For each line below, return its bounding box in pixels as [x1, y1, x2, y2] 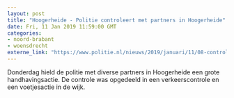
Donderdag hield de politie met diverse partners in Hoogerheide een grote [7, 67, 220, 76]
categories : [7, 29, 42, 37]
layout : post [7, 10, 45, 17]
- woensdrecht [7, 42, 49, 49]
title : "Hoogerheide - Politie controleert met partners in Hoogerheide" [7, 17, 226, 24]
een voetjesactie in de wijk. [7, 83, 86, 91]
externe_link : [7, 49, 49, 56]
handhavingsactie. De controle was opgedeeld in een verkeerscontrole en [7, 75, 219, 83]
